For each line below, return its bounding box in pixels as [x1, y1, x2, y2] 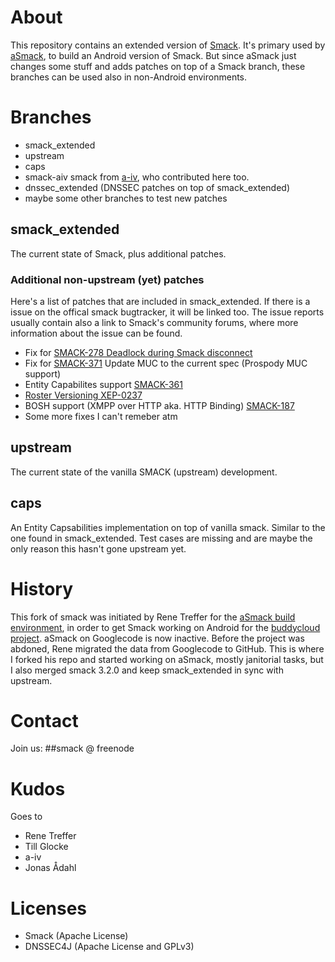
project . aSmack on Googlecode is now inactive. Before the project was [10, 632, 305, 644]
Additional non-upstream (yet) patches [10, 272, 205, 286]
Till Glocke [24, 841, 69, 853]
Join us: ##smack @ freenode [10, 742, 135, 755]
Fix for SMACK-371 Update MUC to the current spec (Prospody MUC [24, 357, 308, 369]
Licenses [10, 897, 88, 920]
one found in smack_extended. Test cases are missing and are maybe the [10, 532, 313, 544]
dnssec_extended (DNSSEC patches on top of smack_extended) [24, 181, 291, 193]
